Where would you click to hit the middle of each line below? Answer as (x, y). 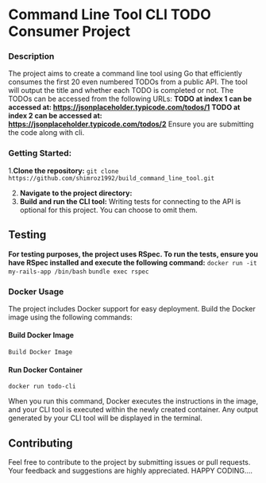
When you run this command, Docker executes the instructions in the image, (133, 401)
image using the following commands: (70, 317)
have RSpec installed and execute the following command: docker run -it (133, 262)
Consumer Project (69, 31)
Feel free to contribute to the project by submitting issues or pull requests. (129, 462)
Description (31, 56)
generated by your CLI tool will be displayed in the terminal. (105, 418)
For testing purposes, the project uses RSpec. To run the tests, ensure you (133, 254)
